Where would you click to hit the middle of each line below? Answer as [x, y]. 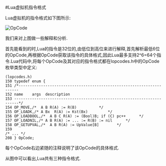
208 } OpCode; [20, 138]
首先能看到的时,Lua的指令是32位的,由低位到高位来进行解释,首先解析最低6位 [83, 49]
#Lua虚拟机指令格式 [26, 7]
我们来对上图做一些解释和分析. [37, 38]
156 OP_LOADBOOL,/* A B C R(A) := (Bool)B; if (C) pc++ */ [74, 116]
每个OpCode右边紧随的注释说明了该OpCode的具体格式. [62, 148]
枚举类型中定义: [21, 67]
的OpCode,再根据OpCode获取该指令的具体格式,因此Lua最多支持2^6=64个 [81, 55]
